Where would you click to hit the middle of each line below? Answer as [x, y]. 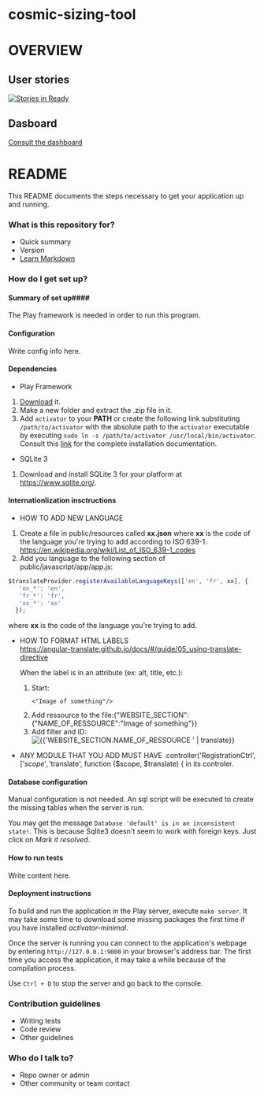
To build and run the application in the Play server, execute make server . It [128, 911]
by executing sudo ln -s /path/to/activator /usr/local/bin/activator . [138, 435]
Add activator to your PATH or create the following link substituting [130, 418]
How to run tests [36, 857]
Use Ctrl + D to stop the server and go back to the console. [106, 983]
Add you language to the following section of [92, 558]
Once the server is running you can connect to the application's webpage [127, 942]
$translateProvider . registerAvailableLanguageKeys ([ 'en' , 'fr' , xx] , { [128, 581]
